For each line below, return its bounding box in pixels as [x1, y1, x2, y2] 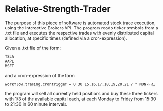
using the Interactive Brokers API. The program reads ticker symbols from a [5, 25, 159, 30]
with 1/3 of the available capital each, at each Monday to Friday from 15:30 [5, 96, 156, 102]
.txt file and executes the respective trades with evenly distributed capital [5, 30, 154, 36]
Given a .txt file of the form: [5, 45, 61, 51]
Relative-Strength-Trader [5, 3, 111, 15]
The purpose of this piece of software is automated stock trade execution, [5, 20, 156, 26]
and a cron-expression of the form [5, 72, 75, 78]
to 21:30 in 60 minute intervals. [5, 101, 68, 107]
